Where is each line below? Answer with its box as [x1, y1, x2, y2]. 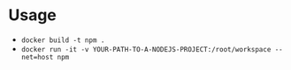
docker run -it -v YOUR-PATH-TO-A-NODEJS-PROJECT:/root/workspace [20, 45, 272, 53]
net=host [20, 52, 54, 61]
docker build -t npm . [20, 36, 105, 45]
